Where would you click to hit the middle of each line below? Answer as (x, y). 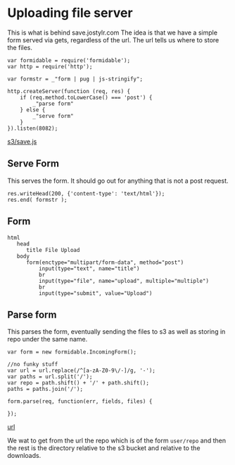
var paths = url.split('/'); (50, 377)
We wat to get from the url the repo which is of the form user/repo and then (117, 441)
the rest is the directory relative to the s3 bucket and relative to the (104, 448)
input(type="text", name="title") (89, 268)
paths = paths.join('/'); (45, 389)
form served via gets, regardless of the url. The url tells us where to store (113, 40)
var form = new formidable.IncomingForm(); (72, 352)
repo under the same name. (47, 339)
